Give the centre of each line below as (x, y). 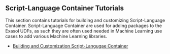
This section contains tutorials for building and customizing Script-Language (85, 20)
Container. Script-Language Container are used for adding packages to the (84, 25)
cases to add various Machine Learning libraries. (56, 36)
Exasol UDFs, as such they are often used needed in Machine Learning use (84, 31)
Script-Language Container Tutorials (65, 8)
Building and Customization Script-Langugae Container (70, 46)
